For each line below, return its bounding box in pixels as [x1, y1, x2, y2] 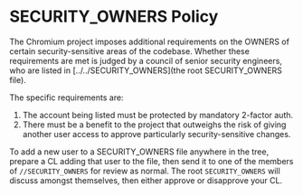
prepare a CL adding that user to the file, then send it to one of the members [9, 155, 294, 166]
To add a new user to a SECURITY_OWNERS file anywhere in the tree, [9, 146, 270, 157]
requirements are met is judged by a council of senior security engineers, [9, 55, 283, 66]
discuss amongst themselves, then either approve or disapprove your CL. [9, 174, 283, 186]
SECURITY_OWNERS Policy [9, 6, 219, 27]
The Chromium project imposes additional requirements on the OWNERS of [9, 36, 289, 47]
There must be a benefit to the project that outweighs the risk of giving [22, 119, 287, 130]
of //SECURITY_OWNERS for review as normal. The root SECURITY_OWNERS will [9, 165, 280, 176]
